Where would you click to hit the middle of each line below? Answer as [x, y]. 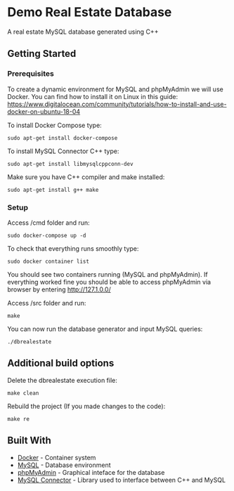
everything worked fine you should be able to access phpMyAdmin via [109, 282]
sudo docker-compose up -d [47, 235]
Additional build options [61, 364]
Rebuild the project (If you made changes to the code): [86, 406]
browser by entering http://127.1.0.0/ [59, 289]
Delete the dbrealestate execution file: [63, 380]
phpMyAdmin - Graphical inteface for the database [91, 472]
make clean [23, 393]
